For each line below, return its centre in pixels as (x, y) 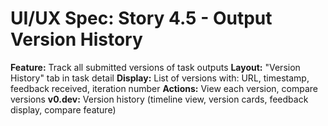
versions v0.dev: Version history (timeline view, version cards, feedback (159, 99)
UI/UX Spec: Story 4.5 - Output (141, 18)
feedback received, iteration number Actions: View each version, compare (164, 88)
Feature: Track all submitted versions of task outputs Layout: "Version (155, 67)
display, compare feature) (63, 109)
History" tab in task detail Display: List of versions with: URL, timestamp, (160, 78)
